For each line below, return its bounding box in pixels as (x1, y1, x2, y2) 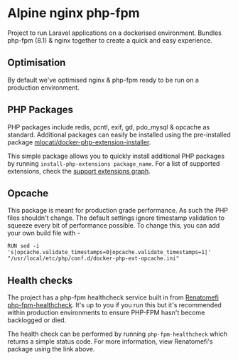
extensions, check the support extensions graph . (7, 166, 151, 175)
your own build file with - (7, 229, 80, 238)
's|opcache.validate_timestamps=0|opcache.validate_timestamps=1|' (7, 249, 212, 256)
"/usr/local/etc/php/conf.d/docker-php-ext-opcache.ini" (7, 255, 180, 263)
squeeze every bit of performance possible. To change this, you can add (7, 221, 220, 230)
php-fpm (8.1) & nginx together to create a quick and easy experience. (7, 36, 213, 44)
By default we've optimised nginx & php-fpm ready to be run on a (7, 75, 199, 84)
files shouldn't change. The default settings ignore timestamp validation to (7, 213, 225, 222)
